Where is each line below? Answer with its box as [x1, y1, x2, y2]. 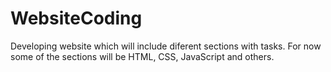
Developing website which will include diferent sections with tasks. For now [10, 40, 322, 52]
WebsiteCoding [10, 7, 143, 30]
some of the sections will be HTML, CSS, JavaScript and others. [10, 50, 275, 62]
